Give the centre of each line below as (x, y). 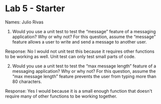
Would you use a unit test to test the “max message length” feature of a (84, 66)
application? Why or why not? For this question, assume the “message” (84, 37)
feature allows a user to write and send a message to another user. (80, 42)
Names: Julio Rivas (24, 22)
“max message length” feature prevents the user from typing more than (84, 76)
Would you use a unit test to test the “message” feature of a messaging (84, 31)
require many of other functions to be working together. (61, 96)
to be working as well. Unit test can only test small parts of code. (70, 56)
